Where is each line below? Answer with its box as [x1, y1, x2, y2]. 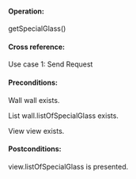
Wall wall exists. [8, 95, 60, 105]
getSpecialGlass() [8, 24, 66, 33]
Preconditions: [8, 78, 58, 87]
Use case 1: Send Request [8, 59, 93, 69]
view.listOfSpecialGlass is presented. [8, 162, 129, 171]
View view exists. [8, 126, 65, 135]
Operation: [8, 6, 45, 16]
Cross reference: [8, 42, 66, 51]
